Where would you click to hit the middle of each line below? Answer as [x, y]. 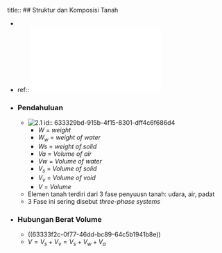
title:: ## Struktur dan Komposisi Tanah [63, 10]
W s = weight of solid [67, 147]
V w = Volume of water [70, 162]
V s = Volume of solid [67, 169]
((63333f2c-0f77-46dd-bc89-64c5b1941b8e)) [94, 234]
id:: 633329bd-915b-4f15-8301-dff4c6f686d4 [110, 123]
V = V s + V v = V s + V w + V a [67, 242]
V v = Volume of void [67, 178]
